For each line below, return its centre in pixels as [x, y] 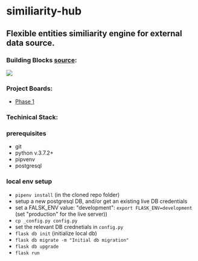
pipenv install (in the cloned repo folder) [67, 195]
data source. [31, 43]
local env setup [29, 181]
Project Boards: [30, 88]
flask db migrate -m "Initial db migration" [72, 240]
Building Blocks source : [42, 60]
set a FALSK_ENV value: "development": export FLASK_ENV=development [104, 207]
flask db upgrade [37, 246]
